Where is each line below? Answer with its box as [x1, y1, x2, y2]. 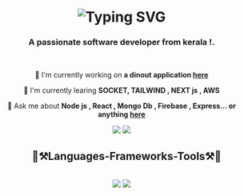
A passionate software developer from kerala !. [28, 37, 215, 48]
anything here [98, 110, 146, 119]
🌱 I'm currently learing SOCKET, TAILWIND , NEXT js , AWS [22, 86, 221, 95]
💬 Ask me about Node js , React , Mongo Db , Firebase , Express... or [6, 101, 237, 111]
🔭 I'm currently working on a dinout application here [34, 70, 209, 80]
